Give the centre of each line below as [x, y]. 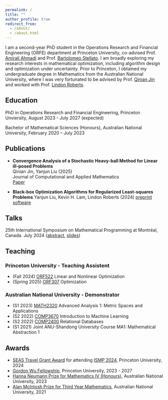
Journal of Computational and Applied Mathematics [66, 176]
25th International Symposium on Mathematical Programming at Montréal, [81, 230]
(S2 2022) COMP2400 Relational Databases [58, 322]
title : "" [16, 15]
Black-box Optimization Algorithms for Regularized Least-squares [83, 191]
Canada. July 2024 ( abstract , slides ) [43, 236]
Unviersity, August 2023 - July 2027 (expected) [55, 118]
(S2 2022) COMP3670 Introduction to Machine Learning [70, 316]
